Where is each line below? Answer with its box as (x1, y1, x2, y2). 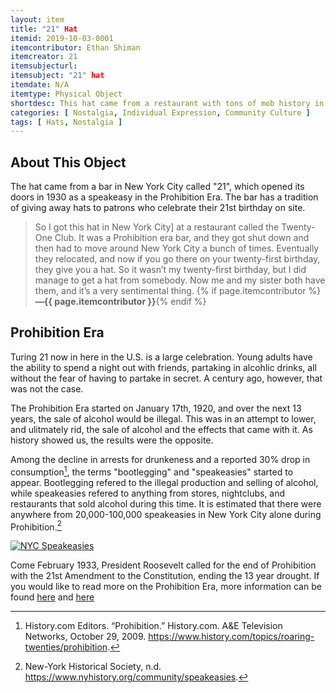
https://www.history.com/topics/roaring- (148, 631, 315, 643)
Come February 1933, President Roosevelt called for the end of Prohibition (10, 559, 317, 571)
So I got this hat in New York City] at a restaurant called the (34, 221, 280, 233)
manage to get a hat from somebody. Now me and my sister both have (34, 274, 326, 286)
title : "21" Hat (10, 24, 78, 34)
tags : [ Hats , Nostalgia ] (10, 117, 123, 127)
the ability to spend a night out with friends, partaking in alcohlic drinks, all (10, 361, 317, 373)
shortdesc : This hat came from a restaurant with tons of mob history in (10, 98, 325, 108)
